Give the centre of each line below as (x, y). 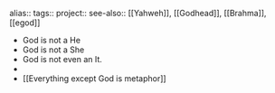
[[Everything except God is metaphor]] (94, 79)
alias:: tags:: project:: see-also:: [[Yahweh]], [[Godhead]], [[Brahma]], (138, 13)
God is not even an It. (62, 59)
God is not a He (52, 40)
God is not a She (53, 50)
